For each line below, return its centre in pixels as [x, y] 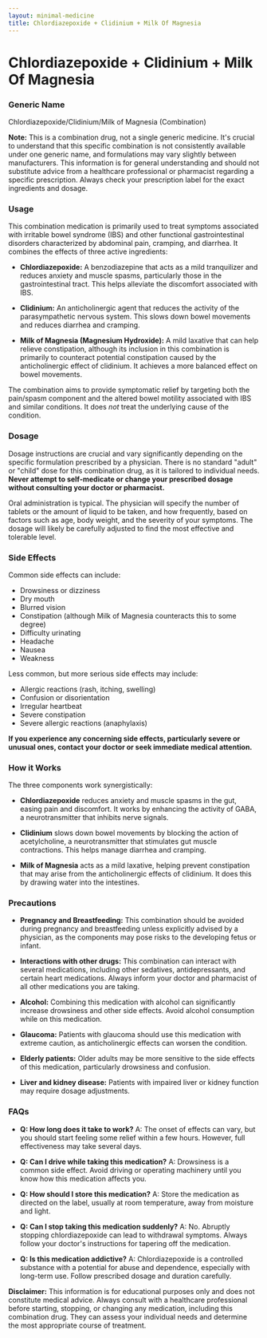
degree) [33, 624]
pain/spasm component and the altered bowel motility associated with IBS [130, 398]
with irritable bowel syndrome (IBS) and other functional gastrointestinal [126, 235]
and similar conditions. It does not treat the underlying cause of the [119, 407]
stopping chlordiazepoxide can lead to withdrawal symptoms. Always [133, 1235]
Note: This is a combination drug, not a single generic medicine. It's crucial [132, 137]
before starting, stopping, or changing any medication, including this [121, 1308]
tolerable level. [33, 536]
